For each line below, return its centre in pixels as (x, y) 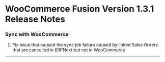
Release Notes (35, 19)
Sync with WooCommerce (37, 34)
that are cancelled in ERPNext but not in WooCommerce (69, 50)
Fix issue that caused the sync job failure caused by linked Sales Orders (85, 45)
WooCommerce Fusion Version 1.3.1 (80, 9)
